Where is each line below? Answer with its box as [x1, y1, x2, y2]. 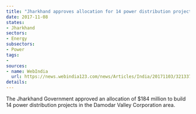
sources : [6, 63, 27, 69]
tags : [6, 52, 19, 58]
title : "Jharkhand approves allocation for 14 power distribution [6, 8, 171, 15]
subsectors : [6, 42, 35, 47]
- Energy [6, 36, 27, 42]
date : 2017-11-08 [6, 14, 48, 20]
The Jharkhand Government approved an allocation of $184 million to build [6, 95, 186, 102]
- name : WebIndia [6, 68, 48, 74]
